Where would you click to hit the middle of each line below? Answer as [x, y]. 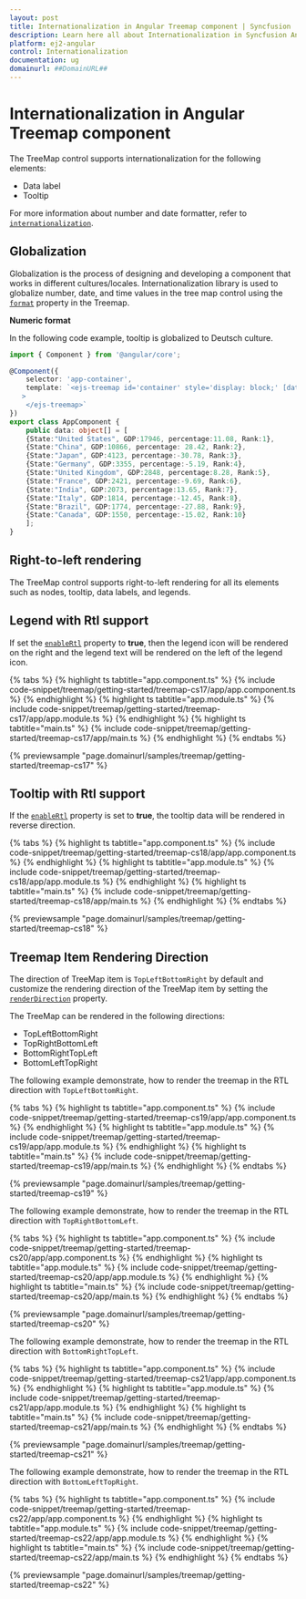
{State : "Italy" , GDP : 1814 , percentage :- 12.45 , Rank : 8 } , [134, 498]
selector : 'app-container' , [79, 379]
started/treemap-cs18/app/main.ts [74, 901]
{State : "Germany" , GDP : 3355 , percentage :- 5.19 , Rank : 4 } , [136, 464]
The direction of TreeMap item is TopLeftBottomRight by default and [137, 979]
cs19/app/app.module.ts [55, 1147]
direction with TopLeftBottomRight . [74, 1090]
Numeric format [40, 320]
